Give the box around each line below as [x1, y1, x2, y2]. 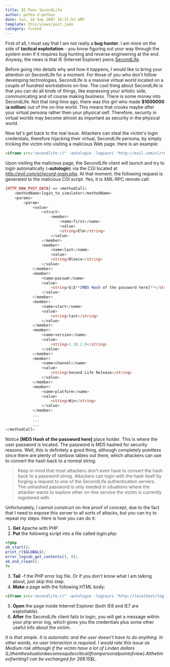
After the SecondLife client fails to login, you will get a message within [12, 613, 160, 620]
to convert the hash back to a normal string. [5, 458, 97, 464]
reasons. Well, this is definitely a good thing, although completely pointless [5, 447, 161, 453]
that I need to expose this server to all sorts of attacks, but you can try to [5, 510, 157, 516]
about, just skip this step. [12, 578, 65, 584]
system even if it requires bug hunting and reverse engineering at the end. [5, 51, 160, 57]
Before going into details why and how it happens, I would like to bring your [5, 67, 162, 73]
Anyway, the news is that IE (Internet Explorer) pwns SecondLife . [5, 56, 141, 62]
